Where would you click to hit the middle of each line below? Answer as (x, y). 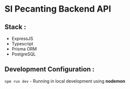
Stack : (15, 27)
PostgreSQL (24, 54)
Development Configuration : (50, 69)
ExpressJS (22, 38)
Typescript (22, 44)
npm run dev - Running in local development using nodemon (65, 81)
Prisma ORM (24, 49)
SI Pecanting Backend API (58, 9)
